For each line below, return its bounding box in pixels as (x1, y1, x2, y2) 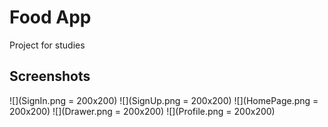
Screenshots (9, 68, 91, 85)
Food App (9, 6, 92, 29)
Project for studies (9, 39, 86, 51)
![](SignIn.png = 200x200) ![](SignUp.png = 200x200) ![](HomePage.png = (9, 94, 319, 106)
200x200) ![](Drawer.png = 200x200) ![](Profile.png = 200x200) (9, 105, 276, 117)
